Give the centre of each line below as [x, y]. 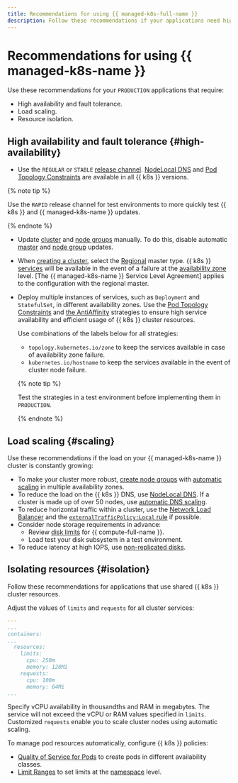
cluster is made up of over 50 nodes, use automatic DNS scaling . [112, 502]
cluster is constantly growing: [50, 466]
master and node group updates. [66, 247]
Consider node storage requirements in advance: [89, 525]
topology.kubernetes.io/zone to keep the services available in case [126, 348]
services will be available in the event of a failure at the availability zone [122, 268]
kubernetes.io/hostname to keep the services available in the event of [129, 362]
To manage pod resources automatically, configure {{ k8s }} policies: [108, 743]
